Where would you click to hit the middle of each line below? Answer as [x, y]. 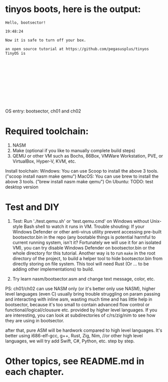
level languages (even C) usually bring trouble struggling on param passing [83, 294]
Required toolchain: [47, 131]
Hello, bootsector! [26, 23]
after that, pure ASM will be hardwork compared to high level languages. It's [84, 330]
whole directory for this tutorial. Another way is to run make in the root [84, 253]
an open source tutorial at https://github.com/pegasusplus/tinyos [77, 49]
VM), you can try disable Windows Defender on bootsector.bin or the [84, 247]
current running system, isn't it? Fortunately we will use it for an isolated [87, 242]
